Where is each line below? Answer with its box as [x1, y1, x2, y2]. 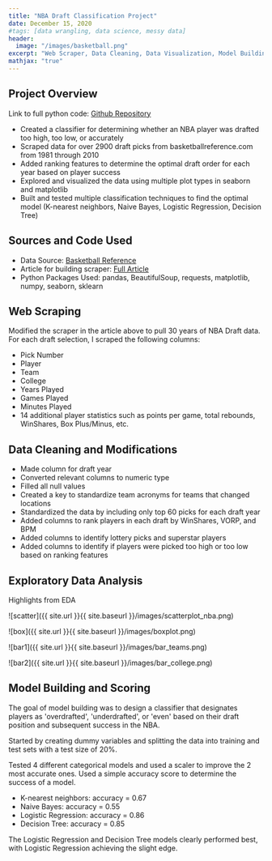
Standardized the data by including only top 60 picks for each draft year [19, 507, 261, 517]
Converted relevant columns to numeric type [19, 473, 170, 483]
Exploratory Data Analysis [8, 573, 143, 587]
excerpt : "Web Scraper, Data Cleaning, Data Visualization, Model [8, 49, 237, 58]
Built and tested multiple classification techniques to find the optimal [19, 193, 249, 202]
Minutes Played [19, 402, 72, 411]
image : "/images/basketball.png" [15, 42, 129, 50]
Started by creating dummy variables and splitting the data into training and [8, 735, 261, 745]
